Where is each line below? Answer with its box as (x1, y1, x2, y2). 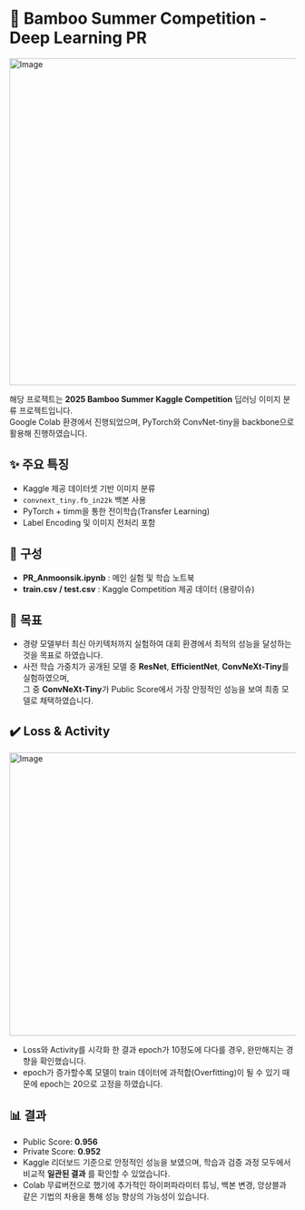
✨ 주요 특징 (9, 457, 70, 472)
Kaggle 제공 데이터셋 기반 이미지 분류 (22, 482, 156, 494)
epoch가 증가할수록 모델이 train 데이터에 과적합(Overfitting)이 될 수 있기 (22, 1067, 280, 1078)
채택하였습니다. (39, 695, 93, 706)
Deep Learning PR (9, 27, 147, 48)
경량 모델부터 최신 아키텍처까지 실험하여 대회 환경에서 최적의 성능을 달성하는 (22, 639, 292, 650)
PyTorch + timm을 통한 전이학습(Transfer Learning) (22, 505, 211, 517)
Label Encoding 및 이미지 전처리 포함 (22, 517, 156, 528)
